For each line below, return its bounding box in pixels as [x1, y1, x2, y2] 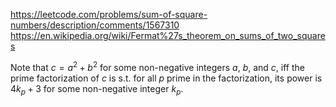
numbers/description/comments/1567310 [10, 19, 180, 31]
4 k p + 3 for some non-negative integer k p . [10, 82, 184, 97]
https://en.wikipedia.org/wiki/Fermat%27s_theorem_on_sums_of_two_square [10, 30, 326, 41]
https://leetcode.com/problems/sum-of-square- [10, 9, 208, 20]
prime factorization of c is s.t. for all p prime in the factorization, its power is [10, 72, 323, 84]
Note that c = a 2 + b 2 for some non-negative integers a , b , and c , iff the [10, 60, 305, 73]
